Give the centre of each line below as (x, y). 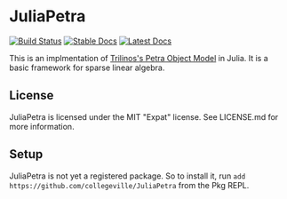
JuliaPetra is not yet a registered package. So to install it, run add (128, 176)
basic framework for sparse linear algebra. (87, 68)
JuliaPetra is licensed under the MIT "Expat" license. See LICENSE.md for (144, 116)
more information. (42, 126)
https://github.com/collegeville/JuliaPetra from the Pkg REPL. (129, 185)
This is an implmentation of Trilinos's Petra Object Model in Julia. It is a (139, 58)
